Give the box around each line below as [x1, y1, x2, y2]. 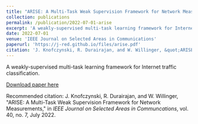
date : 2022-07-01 [6, 31, 49, 37]
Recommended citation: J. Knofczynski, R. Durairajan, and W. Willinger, [6, 92, 179, 99]
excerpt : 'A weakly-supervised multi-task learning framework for [6, 25, 173, 31]
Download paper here [6, 81, 59, 88]
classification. [6, 69, 40, 77]
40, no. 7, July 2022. [6, 111, 56, 118]
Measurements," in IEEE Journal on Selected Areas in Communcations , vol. [6, 105, 189, 112]
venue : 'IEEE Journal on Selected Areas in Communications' [6, 36, 157, 42]
